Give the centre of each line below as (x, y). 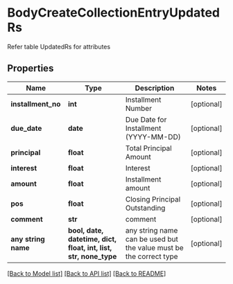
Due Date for (146, 119)
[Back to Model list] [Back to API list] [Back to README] (87, 273)
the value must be (154, 247)
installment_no (36, 104)
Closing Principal (153, 199)
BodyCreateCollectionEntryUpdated (114, 13)
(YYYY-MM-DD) (153, 136)
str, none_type (93, 256)
